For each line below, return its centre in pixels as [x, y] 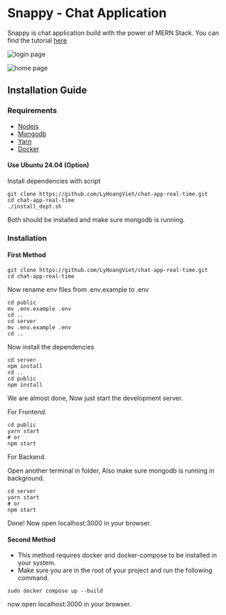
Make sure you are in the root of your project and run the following [115, 570]
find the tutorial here [37, 40]
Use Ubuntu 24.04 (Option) [48, 165]
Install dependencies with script [54, 181]
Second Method [31, 540]
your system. [37, 563]
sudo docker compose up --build [55, 591]
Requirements [32, 110]
